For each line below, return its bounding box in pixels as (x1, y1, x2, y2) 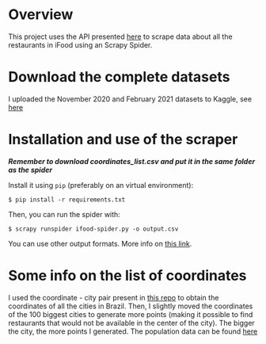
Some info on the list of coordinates (8, 267, 247, 285)
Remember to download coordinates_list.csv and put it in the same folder (8, 156, 256, 166)
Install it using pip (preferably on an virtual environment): (8, 180, 194, 189)
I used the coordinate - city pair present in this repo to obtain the (8, 292, 219, 302)
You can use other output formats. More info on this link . (8, 239, 192, 248)
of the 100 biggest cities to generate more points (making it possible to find (8, 309, 253, 319)
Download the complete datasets (8, 68, 230, 86)
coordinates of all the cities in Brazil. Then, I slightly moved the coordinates (8, 301, 253, 311)
